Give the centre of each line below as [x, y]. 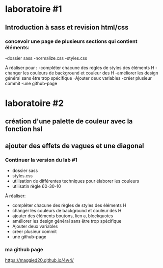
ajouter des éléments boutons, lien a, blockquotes [63, 216]
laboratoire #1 [34, 9]
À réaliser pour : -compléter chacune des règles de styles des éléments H [80, 67]
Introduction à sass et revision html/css [67, 27]
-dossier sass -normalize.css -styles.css [46, 58]
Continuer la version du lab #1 [41, 160]
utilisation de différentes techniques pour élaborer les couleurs [76, 181]
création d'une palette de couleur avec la [69, 121]
